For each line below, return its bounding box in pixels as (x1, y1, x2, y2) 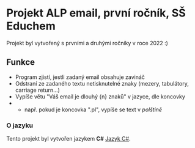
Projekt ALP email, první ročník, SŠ (6, 6, 186, 20)
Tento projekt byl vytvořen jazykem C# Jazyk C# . (6, 135, 131, 142)
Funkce (6, 57, 35, 67)
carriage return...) (15, 86, 60, 94)
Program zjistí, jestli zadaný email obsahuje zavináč (15, 73, 145, 81)
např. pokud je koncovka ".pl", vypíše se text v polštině (24, 106, 163, 113)
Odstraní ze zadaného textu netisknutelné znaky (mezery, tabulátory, (15, 80, 189, 87)
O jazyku (6, 121, 34, 130)
